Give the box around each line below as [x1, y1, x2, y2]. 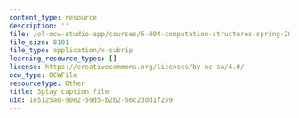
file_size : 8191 [9, 37, 69, 47]
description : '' [9, 21, 69, 30]
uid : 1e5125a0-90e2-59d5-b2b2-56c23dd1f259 [9, 95, 174, 105]
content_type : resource [9, 12, 98, 22]
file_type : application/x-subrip [9, 46, 133, 55]
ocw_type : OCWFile [9, 71, 77, 80]
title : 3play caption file [9, 87, 109, 96]
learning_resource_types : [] [9, 54, 117, 63]
